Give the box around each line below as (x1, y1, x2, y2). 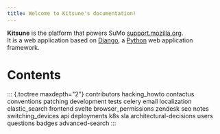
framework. (7, 43, 40, 51)
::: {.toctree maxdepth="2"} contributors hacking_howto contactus (7, 90, 195, 98)
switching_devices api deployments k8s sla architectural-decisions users (7, 111, 214, 120)
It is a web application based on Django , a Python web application (7, 36, 193, 44)
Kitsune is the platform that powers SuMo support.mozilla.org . (7, 29, 184, 37)
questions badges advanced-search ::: (7, 119, 117, 127)
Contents (7, 67, 62, 83)
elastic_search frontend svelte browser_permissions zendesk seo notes (7, 104, 209, 113)
